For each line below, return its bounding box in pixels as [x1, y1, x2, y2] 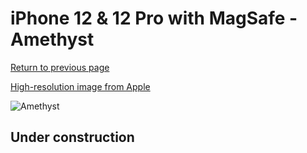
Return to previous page [10, 61, 110, 73]
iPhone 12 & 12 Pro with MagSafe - [10, 7, 298, 30]
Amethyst [10, 28, 95, 51]
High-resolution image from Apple [10, 80, 151, 92]
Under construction [10, 129, 135, 146]
